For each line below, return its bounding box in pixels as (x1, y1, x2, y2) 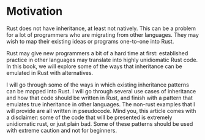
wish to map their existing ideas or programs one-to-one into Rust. (6, 37, 174, 45)
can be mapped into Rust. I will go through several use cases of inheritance (6, 87, 196, 95)
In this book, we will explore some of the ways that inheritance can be (6, 63, 182, 70)
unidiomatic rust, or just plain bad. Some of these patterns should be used (6, 120, 193, 127)
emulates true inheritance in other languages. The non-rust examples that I (6, 100, 195, 108)
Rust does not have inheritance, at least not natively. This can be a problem (6, 25, 196, 32)
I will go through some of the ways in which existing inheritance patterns (6, 81, 190, 88)
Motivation (6, 4, 63, 18)
